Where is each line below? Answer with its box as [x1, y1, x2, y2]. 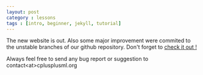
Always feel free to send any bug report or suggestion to [6, 55, 149, 63]
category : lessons [6, 15, 56, 21]
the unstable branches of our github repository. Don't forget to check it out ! [6, 43, 197, 51]
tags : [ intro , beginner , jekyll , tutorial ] [6, 20, 121, 26]
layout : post [6, 9, 40, 15]
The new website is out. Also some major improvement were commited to [6, 37, 191, 45]
